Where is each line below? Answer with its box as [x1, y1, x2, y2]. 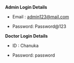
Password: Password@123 [12, 23, 67, 29]
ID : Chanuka [12, 43, 39, 49]
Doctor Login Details [5, 33, 48, 39]
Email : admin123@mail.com [12, 14, 69, 19]
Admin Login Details [5, 4, 47, 10]
